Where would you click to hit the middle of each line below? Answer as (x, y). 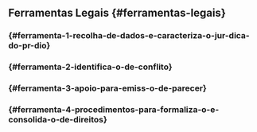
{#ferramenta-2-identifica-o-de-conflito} (90, 67)
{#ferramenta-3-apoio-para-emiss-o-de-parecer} (107, 88)
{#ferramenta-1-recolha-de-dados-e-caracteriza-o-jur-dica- (129, 36)
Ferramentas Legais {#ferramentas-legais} (117, 13)
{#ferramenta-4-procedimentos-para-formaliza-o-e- (114, 110)
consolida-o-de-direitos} (58, 120)
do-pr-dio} (29, 45)
